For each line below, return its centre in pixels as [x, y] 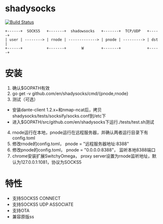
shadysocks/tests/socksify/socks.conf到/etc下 [59, 116]
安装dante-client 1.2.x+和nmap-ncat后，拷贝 [57, 110]
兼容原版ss [23, 217]
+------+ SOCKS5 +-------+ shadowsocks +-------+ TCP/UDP [73, 31]
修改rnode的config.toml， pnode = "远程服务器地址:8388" [71, 144]
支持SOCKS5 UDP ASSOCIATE [43, 204]
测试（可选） [25, 99]
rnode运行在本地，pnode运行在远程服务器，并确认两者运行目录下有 [80, 132]
